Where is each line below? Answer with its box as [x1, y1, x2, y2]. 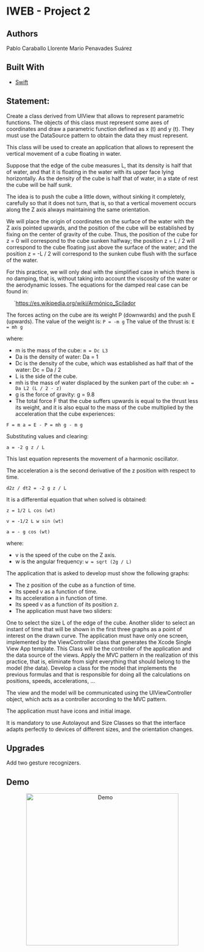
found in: [6, 287, 29, 295]
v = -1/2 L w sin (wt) [6, 518, 64, 524]
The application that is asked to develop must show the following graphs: [6, 569, 190, 576]
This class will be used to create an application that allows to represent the [6, 143, 194, 150]
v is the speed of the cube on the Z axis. [15, 551, 117, 558]
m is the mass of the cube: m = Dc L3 [15, 346, 108, 354]
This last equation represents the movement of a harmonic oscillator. [6, 455, 178, 462]
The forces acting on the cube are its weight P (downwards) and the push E [6, 311, 196, 318]
